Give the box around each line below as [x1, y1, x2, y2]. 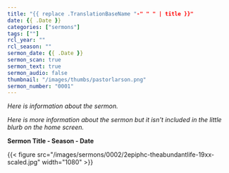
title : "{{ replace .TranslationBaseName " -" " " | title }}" [7, 10, 194, 18]
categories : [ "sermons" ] [7, 23, 80, 30]
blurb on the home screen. [7, 123, 85, 131]
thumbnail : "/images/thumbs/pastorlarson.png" [7, 76, 147, 83]
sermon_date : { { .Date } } [7, 50, 83, 57]
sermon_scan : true [7, 56, 61, 64]
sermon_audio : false [7, 69, 68, 76]
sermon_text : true [7, 63, 61, 70]
